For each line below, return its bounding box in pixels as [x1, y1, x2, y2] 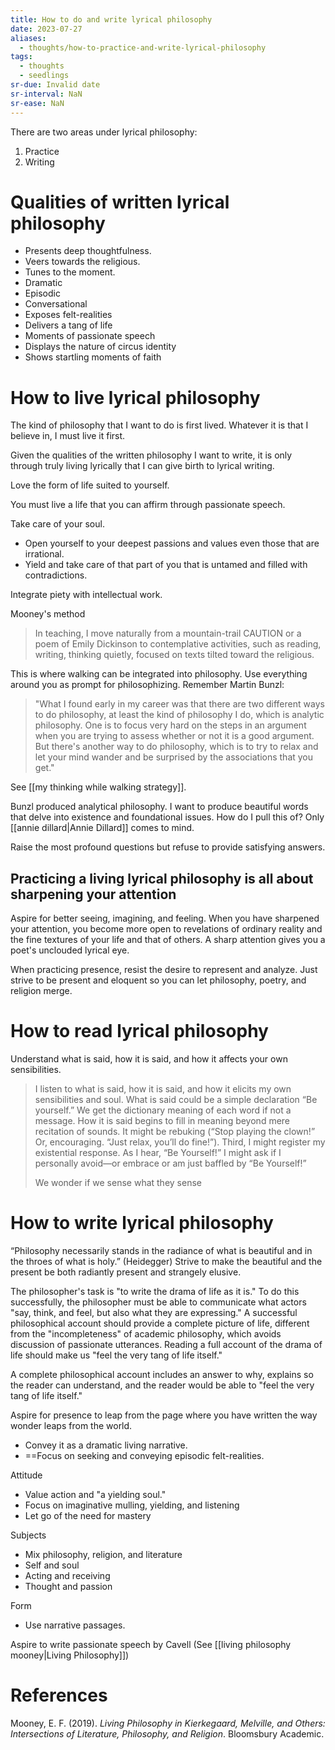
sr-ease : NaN [10, 98, 65, 108]
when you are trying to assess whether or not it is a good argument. [34, 730, 315, 742]
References [10, 1684, 108, 1707]
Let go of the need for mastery [24, 1510, 152, 1522]
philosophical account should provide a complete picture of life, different [10, 1317, 310, 1330]
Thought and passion [24, 1581, 113, 1593]
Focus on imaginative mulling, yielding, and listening [24, 1499, 240, 1511]
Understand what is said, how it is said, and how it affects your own [10, 1053, 288, 1065]
